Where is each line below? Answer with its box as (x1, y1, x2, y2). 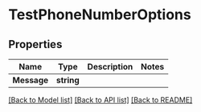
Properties (8, 38, 63, 51)
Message (12, 74, 49, 86)
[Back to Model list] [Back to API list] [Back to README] (8, 95, 193, 105)
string (55, 74, 80, 86)
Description (87, 62, 133, 72)
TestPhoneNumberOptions (8, 6, 191, 24)
